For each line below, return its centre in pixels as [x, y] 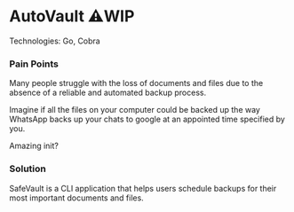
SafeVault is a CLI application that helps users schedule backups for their [143, 188]
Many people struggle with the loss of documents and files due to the [136, 83]
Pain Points [34, 64]
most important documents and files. [76, 198]
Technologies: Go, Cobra [55, 41]
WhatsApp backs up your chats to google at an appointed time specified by [147, 119]
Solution [28, 169]
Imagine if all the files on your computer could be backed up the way [135, 110]
